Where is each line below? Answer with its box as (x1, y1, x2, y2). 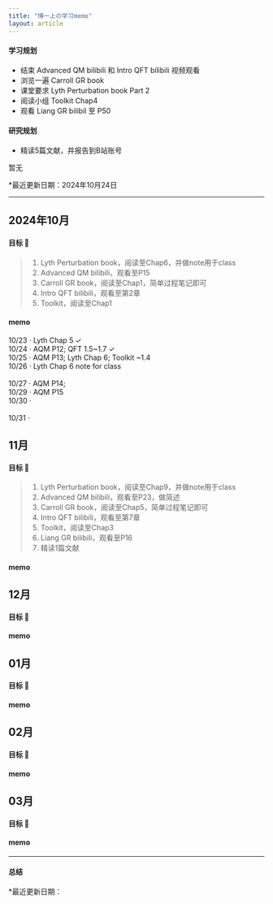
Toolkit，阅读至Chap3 (40, 523, 114, 533)
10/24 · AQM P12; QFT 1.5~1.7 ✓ (8, 344, 115, 353)
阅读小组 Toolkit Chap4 (19, 95, 98, 106)
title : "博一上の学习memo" (8, 11, 93, 20)
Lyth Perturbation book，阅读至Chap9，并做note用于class (40, 482, 236, 492)
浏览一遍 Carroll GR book (19, 75, 104, 85)
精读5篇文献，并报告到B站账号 (19, 145, 123, 155)
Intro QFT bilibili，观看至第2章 (40, 288, 141, 297)
